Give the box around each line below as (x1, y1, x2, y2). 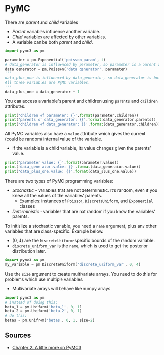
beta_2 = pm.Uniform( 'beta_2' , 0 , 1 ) (5, 309, 82, 314)
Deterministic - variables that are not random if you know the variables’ (12, 209, 155, 214)
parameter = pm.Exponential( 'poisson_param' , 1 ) (5, 57, 106, 62)
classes (19, 203, 35, 209)
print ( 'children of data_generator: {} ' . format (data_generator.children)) (5, 122, 161, 127)
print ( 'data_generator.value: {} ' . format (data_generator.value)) (5, 165, 141, 169)
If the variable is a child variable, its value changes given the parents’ (12, 145, 151, 151)
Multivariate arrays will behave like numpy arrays (12, 285, 111, 291)
